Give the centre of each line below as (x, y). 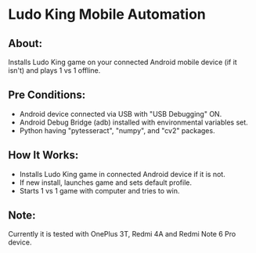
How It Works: (43, 155)
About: (25, 43)
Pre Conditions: (47, 95)
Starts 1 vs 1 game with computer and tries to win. (99, 190)
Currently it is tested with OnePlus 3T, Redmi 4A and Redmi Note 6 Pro (122, 234)
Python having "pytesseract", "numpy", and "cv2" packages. (117, 130)
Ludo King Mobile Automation (107, 14)
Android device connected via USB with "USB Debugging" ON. (121, 114)
